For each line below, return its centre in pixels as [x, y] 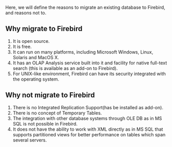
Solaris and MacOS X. [36, 57]
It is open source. [31, 41]
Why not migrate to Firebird [50, 95]
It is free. [22, 46]
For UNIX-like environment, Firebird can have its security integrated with [89, 73]
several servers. [30, 140]
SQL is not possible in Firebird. [45, 124]
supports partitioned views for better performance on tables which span [89, 134]
